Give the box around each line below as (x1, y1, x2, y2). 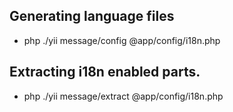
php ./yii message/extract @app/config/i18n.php (23, 90, 224, 102)
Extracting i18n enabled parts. (9, 64, 201, 81)
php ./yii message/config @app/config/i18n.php (23, 34, 221, 46)
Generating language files (9, 8, 175, 25)
